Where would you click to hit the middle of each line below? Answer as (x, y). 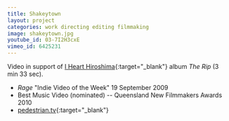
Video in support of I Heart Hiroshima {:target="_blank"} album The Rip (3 (113, 66)
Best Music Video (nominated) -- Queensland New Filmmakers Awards (120, 95)
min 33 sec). (25, 74)
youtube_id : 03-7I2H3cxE (44, 40)
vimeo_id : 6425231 (34, 46)
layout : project (31, 20)
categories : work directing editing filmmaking (78, 27)
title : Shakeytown (34, 14)
